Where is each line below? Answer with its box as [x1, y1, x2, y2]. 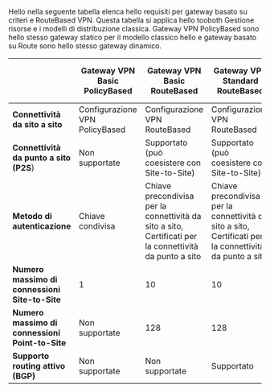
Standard [222, 76, 259, 86]
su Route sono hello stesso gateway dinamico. [8, 41, 162, 51]
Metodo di [12, 211, 52, 221]
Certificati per [145, 231, 198, 241]
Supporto [12, 350, 50, 361]
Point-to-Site [12, 337, 67, 349]
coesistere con [145, 157, 202, 168]
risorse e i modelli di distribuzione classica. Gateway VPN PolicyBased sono [8, 24, 260, 33]
